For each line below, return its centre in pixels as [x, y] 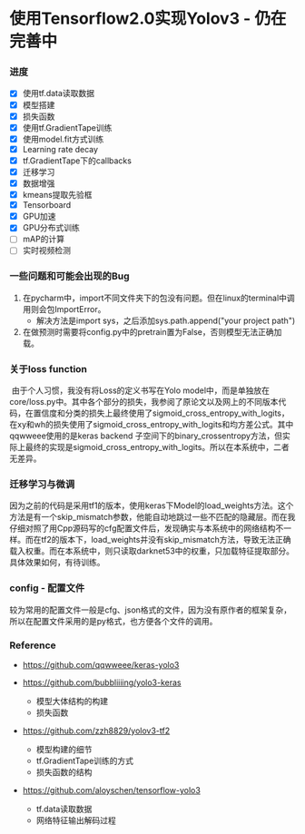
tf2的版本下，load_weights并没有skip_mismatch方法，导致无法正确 [166, 540]
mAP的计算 [44, 239]
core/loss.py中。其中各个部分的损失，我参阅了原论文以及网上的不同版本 [144, 402]
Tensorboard [47, 205]
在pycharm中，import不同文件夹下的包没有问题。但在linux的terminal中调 [158, 298]
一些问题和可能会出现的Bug [69, 276]
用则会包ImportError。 [64, 309]
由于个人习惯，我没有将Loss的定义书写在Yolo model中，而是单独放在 [141, 390]
